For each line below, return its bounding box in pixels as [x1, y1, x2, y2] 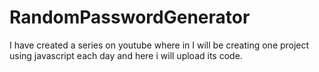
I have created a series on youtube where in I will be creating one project [9, 39, 310, 51]
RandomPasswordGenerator [9, 6, 251, 29]
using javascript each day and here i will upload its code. [9, 49, 243, 61]
